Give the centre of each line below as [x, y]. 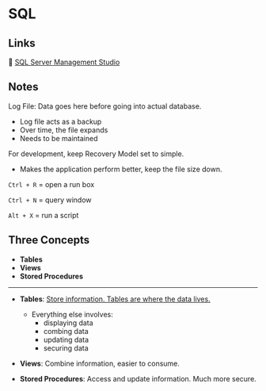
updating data [66, 339]
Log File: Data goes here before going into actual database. [105, 106]
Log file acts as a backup [61, 121]
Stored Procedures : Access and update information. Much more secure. [138, 378]
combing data [66, 331]
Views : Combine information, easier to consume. [100, 363]
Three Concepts [49, 240]
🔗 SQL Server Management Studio [64, 62]
